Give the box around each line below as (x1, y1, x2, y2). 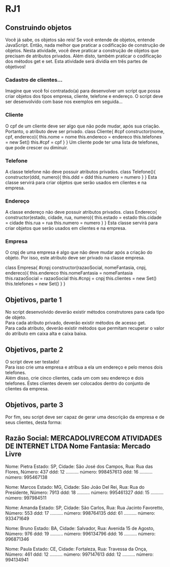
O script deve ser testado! (5, 359, 60, 365)
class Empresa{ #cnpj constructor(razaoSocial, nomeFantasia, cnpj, (5, 264, 147, 271)
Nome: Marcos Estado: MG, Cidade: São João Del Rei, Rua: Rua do (5, 484, 145, 490)
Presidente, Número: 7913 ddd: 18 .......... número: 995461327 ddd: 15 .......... (5, 489, 164, 495)
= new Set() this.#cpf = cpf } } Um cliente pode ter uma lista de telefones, (5, 139, 159, 145)
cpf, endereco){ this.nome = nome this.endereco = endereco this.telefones (5, 134, 162, 140)
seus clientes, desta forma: (5, 419, 62, 425)
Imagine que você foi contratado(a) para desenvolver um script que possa (5, 88, 161, 94)
